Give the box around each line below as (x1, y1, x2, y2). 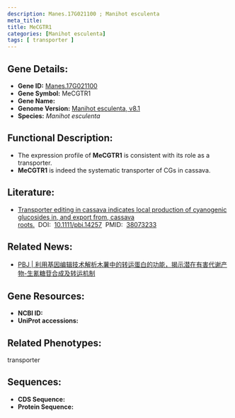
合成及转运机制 (52, 269, 96, 278)
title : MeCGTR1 (7, 23, 52, 30)
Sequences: (7, 376, 62, 388)
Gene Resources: (7, 290, 85, 302)
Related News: (7, 240, 73, 252)
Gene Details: (7, 63, 69, 75)
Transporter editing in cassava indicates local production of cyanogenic (17, 205, 227, 214)
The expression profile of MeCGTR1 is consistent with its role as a (17, 151, 210, 159)
